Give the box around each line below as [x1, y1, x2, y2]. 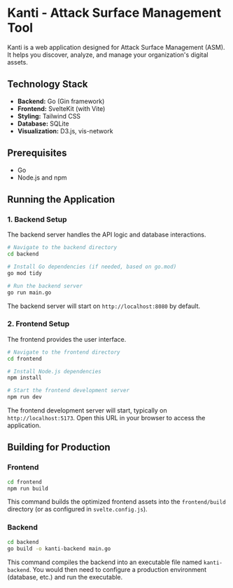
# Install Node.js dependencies [7, 368, 101, 375]
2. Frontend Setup [7, 319, 70, 329]
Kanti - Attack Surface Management [7, 5, 222, 21]
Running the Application [7, 193, 115, 205]
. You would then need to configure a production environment [29, 565, 206, 573]
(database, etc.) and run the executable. [7, 573, 123, 581]
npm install [7, 374, 42, 382]
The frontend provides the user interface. [7, 335, 127, 343]
